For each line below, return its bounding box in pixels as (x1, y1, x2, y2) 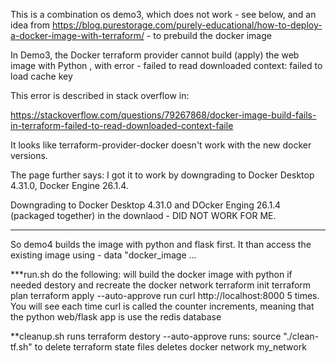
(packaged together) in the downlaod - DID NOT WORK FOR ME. (10, 210, 277, 221)
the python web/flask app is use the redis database (10, 311, 222, 323)
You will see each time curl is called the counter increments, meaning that (10, 300, 315, 312)
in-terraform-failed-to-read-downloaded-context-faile (10, 120, 234, 131)
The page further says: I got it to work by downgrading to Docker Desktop (10, 169, 315, 181)
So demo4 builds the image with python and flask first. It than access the (10, 239, 312, 250)
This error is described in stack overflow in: (10, 90, 190, 101)
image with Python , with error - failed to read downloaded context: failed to (10, 60, 323, 71)
